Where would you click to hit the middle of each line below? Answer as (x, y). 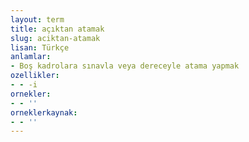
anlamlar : (31, 57)
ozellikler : (35, 76)
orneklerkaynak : (44, 112)
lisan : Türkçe (40, 47)
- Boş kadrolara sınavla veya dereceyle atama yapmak (125, 66)
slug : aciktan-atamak (55, 38)
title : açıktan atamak (57, 29)
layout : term (37, 19)
